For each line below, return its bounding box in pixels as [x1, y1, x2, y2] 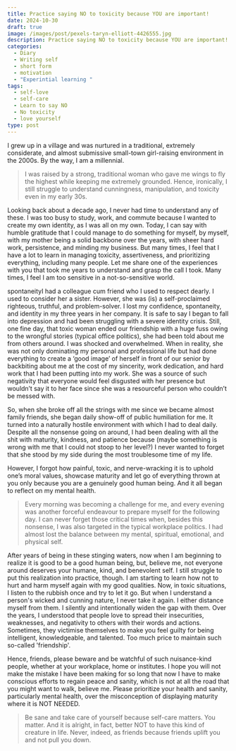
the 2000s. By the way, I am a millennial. [7, 156, 125, 164]
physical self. [24, 537, 63, 546]
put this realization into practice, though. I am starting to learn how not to [7, 573, 219, 582]
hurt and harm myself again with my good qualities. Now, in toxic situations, [7, 581, 227, 589]
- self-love [13, 89, 49, 96]
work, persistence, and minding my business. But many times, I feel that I [7, 243, 220, 252]
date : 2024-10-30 [7, 17, 58, 24]
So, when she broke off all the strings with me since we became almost [7, 405, 214, 414]
